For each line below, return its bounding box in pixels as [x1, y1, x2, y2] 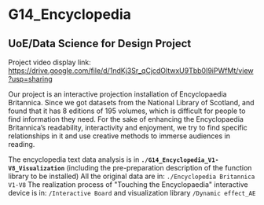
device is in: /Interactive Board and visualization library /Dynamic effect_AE [8, 189, 256, 197]
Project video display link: [8, 57, 92, 67]
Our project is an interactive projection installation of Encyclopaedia [8, 90, 227, 99]
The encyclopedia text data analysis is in [8, 155, 140, 164]
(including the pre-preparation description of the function [66, 163, 252, 172]
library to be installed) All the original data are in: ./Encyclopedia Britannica [8, 171, 255, 181]
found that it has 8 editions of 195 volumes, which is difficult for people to [8, 106, 246, 115]
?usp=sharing [8, 75, 53, 83]
